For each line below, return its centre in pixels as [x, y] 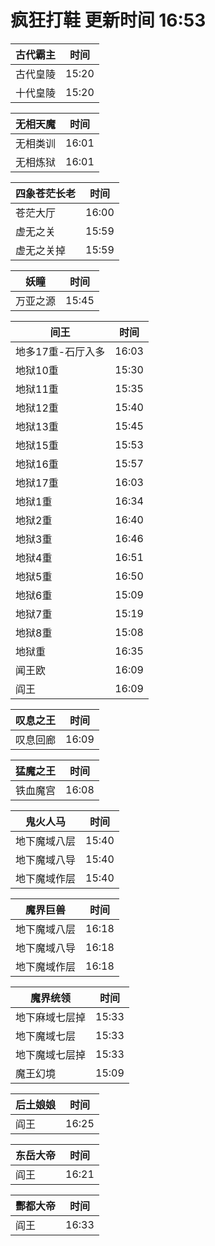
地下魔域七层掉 [51, 1054]
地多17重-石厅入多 [60, 351]
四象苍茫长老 [46, 193]
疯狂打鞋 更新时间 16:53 [108, 20]
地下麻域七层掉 [51, 1017]
